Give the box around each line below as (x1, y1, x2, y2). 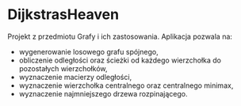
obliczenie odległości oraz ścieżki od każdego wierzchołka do (18, 55, 222, 65)
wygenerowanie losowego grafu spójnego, (18, 47, 159, 56)
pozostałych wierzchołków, (18, 63, 108, 73)
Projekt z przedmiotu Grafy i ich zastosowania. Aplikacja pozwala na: (7, 32, 233, 41)
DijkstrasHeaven (7, 6, 120, 24)
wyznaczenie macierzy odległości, (18, 72, 132, 81)
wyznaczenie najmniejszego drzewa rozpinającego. (18, 89, 188, 98)
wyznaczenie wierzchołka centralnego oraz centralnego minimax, (18, 81, 234, 90)
